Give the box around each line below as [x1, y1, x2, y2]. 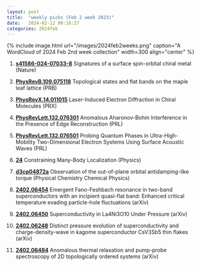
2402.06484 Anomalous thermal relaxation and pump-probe [15, 247, 167, 254]
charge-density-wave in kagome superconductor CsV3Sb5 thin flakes [15, 229, 188, 236]
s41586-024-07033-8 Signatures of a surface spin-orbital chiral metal [15, 60, 192, 67]
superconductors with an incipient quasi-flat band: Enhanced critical [15, 193, 185, 200]
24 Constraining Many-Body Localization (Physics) [15, 157, 141, 164]
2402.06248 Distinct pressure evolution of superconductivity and [15, 222, 179, 229]
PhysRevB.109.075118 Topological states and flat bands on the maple [15, 78, 188, 85]
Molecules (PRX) [15, 103, 57, 110]
